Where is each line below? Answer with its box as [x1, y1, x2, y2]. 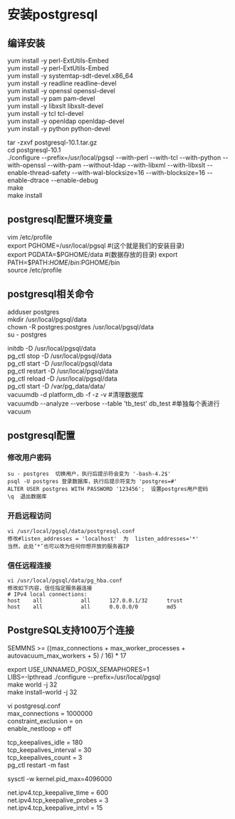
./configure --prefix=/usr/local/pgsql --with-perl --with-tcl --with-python [7, 154, 221, 162]
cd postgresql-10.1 [7, 146, 61, 154]
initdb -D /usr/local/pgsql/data [7, 344, 96, 352]
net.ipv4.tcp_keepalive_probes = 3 [7, 796, 109, 804]
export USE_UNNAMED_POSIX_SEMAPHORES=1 [7, 665, 150, 673]
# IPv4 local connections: [7, 591, 88, 598]
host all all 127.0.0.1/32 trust [7, 597, 183, 604]
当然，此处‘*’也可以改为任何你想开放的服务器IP [7, 542, 130, 550]
